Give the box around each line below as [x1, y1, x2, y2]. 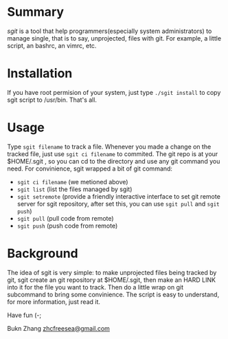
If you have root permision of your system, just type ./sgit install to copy [7, 88, 221, 96]
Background [7, 245, 78, 261]
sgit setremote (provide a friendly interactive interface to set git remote [16, 192, 221, 200]
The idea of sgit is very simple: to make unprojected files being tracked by [7, 268, 217, 276]
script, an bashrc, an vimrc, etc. [7, 41, 97, 50]
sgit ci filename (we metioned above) [16, 177, 128, 186]
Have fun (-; [7, 311, 42, 319]
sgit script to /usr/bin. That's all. [7, 96, 98, 104]
